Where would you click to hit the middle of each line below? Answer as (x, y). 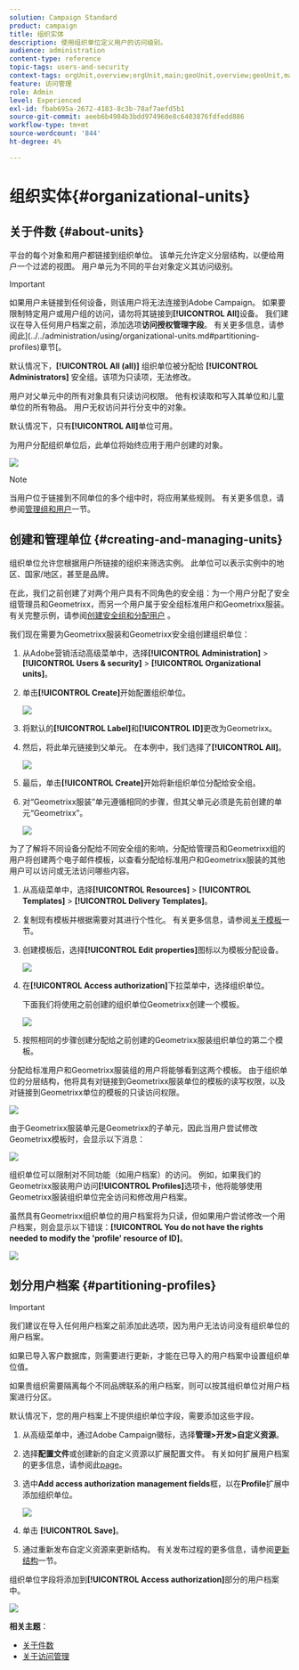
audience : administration (57, 51)
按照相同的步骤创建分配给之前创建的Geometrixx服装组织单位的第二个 (149, 1039)
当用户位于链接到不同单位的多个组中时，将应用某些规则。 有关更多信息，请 (147, 497)
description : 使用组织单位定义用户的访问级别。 (88, 42)
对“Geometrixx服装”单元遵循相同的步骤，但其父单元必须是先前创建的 (148, 802)
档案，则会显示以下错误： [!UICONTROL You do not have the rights (140, 1226)
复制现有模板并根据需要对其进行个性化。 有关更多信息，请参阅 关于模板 (152, 919)
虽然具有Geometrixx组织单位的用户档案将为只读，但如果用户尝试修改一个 (144, 1216)
